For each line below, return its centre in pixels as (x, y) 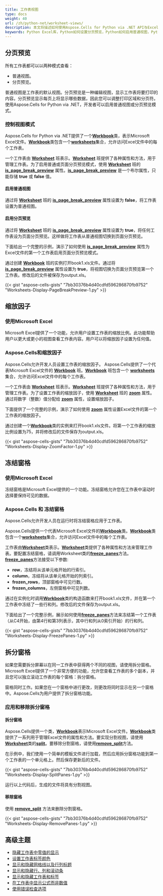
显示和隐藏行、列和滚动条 (38, 871)
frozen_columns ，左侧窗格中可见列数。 (52, 588)
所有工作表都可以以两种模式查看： (39, 66)
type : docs (16, 14)
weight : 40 (16, 18)
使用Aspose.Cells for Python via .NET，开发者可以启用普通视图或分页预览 (78, 104)
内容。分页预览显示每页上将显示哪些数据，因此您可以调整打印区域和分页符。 (81, 98)
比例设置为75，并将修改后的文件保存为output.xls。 (56, 431)
